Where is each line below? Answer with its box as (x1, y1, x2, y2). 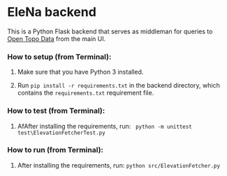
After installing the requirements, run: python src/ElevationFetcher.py (17, 161, 221, 169)
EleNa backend (7, 4, 96, 20)
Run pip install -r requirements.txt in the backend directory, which (17, 81, 220, 90)
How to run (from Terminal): (7, 145, 103, 155)
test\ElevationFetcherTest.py (17, 129, 106, 136)
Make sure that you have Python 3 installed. (17, 67, 144, 77)
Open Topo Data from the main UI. (7, 34, 106, 42)
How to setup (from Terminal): (7, 51, 112, 61)
